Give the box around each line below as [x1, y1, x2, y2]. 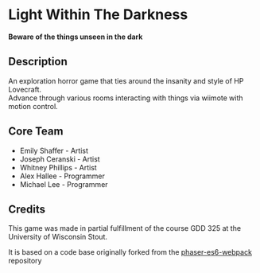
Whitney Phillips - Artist [19, 162, 97, 172]
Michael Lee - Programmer [19, 179, 109, 189]
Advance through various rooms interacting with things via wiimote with [8, 93, 244, 103]
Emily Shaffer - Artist [19, 146, 89, 155]
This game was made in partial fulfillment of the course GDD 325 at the [8, 224, 241, 233]
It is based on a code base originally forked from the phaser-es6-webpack [8, 248, 253, 257]
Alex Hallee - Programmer [19, 171, 106, 181]
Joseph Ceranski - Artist [19, 154, 101, 164]
